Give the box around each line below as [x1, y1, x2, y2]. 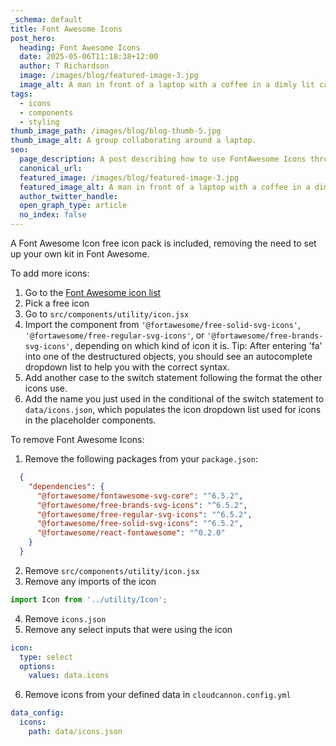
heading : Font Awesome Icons [19, 42, 141, 53]
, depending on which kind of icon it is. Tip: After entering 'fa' [69, 340, 323, 351]
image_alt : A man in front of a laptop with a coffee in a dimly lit [19, 80, 315, 90]
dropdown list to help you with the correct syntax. [24, 361, 230, 373]
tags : [10, 89, 33, 99]
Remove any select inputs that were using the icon [24, 623, 233, 635]
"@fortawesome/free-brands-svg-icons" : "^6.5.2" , [36, 500, 248, 510]
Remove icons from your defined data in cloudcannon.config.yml [24, 689, 292, 701]
